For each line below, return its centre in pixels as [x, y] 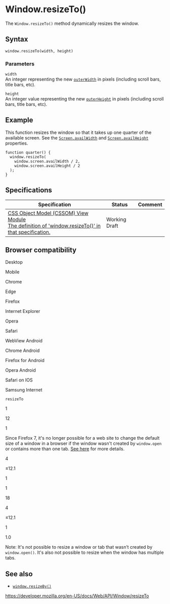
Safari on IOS [19, 380]
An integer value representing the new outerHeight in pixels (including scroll [84, 99]
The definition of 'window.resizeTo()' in [54, 226]
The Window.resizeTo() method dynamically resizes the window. [72, 23]
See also [19, 574]
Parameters [20, 63]
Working [116, 219]
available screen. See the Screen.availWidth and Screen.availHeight [77, 137]
